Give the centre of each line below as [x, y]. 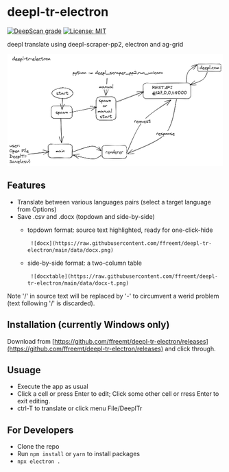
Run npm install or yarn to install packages [79, 454]
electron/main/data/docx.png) [71, 250]
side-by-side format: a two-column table [85, 263]
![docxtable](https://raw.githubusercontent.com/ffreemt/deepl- [124, 276]
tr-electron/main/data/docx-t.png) [78, 283]
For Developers [40, 430]
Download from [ [31, 341]
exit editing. [34, 401]
